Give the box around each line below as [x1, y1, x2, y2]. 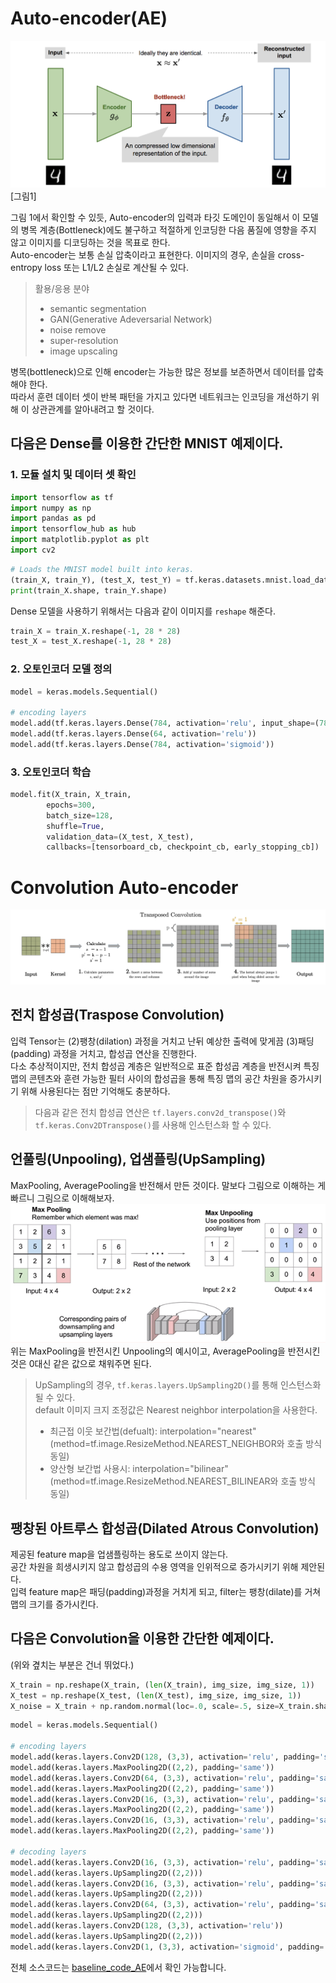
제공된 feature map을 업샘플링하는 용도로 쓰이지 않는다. [10, 1548, 229, 1560]
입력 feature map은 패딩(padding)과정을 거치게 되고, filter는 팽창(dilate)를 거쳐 [10, 1586, 322, 1597]
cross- [277, 248, 305, 261]
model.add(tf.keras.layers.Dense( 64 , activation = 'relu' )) [10, 729, 257, 739]
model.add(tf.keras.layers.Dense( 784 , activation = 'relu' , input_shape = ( [10, 718, 320, 729]
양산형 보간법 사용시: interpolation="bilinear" [49, 1463, 229, 1475]
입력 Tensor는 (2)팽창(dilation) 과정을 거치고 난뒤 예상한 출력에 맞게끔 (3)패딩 [10, 1035, 315, 1047]
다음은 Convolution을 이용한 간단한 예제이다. [10, 1630, 275, 1647]
